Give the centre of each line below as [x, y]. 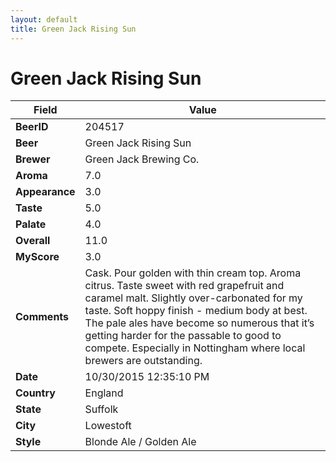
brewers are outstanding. [143, 361]
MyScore [37, 257]
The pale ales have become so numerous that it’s [199, 323]
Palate [31, 224]
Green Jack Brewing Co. [142, 159]
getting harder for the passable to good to [183, 336]
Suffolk [101, 409]
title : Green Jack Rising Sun [73, 29]
